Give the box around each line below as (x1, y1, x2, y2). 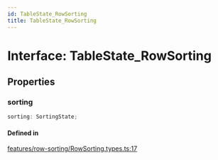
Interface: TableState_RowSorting (7, 48, 212, 64)
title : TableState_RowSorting (7, 17, 97, 24)
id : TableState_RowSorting (7, 10, 87, 18)
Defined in (7, 129, 39, 137)
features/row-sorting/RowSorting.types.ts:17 (7, 144, 138, 153)
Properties (7, 76, 55, 88)
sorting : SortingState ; (7, 113, 78, 121)
